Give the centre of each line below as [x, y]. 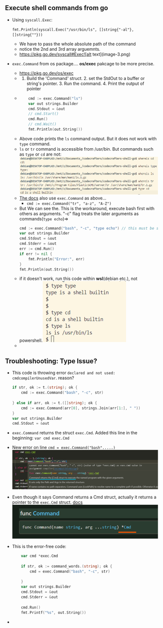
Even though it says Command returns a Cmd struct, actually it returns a [84, 497]
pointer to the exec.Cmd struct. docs [47, 502]
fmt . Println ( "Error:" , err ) [57, 259]
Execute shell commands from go [57, 8]
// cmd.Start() [44, 114]
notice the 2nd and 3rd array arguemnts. [60, 49]
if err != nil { [36, 254]
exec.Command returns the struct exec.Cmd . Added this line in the [74, 433]
